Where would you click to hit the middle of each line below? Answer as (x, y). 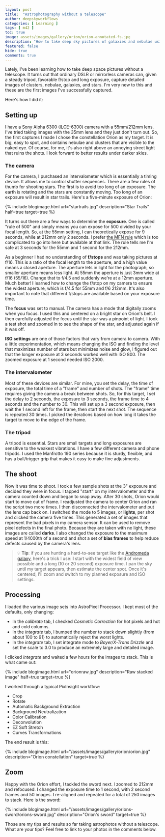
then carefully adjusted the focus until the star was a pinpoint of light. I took (82, 319)
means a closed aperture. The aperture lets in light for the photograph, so (80, 268)
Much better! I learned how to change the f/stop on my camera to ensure (79, 283)
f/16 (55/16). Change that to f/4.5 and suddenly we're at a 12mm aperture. (79, 278)
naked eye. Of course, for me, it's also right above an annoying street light (80, 148)
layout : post (18, 10)
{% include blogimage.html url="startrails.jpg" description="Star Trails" (77, 207)
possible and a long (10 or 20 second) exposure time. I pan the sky (84, 563)
